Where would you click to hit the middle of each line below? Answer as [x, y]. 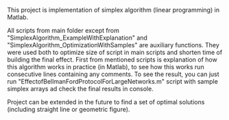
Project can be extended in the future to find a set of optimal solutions [106, 102]
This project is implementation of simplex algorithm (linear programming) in [113, 10]
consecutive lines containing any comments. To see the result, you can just [113, 74]
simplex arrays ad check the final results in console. [81, 89]
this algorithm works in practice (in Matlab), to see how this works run [106, 67]
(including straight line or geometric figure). [69, 109]
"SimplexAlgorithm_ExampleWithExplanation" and [77, 38]
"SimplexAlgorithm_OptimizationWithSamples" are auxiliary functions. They [113, 45]
